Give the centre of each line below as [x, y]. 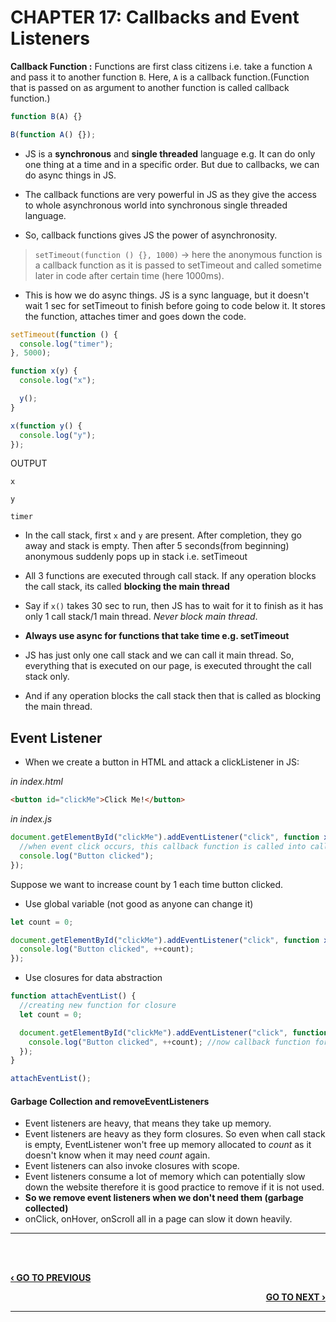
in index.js [31, 819]
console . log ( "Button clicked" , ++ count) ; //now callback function [169, 1042]
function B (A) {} [46, 116]
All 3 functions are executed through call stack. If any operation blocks [170, 576]
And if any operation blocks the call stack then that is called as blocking [172, 696]
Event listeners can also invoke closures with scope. [132, 1166]
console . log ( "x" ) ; [58, 381]
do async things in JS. [70, 175]
